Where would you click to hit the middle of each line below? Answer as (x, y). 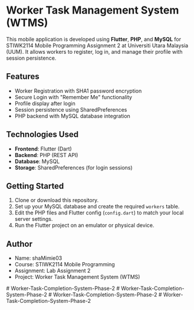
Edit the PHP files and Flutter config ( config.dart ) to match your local (99, 213)
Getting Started (35, 186)
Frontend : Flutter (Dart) (43, 149)
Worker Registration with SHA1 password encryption (78, 91)
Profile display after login (45, 103)
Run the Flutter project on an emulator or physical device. (84, 226)
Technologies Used (42, 134)
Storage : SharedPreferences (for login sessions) (73, 167)
